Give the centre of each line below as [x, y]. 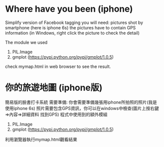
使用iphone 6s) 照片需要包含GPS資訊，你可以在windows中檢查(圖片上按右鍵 [82, 108]
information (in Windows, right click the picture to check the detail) [72, 33]
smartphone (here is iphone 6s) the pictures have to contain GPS [70, 27]
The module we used [26, 42]
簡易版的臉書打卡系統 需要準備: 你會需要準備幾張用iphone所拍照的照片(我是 [81, 102]
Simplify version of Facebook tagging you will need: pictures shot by [74, 22]
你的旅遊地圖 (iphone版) [54, 88]
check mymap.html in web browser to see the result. [58, 66]
